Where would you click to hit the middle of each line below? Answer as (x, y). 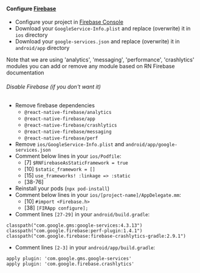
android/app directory (42, 48)
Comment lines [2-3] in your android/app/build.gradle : (85, 247)
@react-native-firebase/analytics (68, 113)
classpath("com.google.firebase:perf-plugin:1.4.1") (74, 231)
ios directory (31, 35)
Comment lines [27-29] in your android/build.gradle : (82, 214)
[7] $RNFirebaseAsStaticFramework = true (76, 163)
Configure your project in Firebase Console (69, 22)
